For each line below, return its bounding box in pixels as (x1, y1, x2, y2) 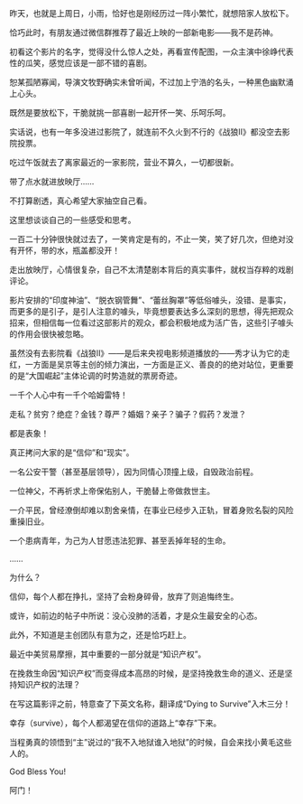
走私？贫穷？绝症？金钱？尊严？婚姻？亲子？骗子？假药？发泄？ (9, 409, 246, 419)
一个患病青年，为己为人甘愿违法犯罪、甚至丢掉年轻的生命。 (9, 536, 231, 546)
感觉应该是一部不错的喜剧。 (48, 58, 151, 68)
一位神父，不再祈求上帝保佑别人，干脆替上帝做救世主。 (9, 486, 215, 496)
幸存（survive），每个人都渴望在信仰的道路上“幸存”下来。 (9, 717, 222, 728)
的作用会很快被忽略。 (9, 329, 88, 339)
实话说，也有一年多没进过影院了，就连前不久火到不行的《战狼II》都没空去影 (9, 126, 290, 137)
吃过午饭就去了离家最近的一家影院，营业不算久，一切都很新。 (9, 157, 239, 167)
